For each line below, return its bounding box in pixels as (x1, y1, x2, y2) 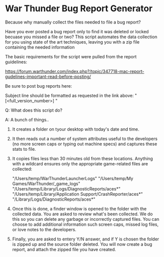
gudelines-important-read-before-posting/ (5, 73, 92, 79)
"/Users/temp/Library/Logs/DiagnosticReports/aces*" (12, 186, 121, 191)
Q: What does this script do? (5, 107, 63, 113)
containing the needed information (5, 44, 75, 50)
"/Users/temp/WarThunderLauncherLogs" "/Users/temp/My (12, 175, 134, 181)
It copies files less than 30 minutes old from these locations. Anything (12, 155, 153, 162)
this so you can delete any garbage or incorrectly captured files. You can (12, 216, 160, 222)
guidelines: (5, 59, 27, 65)
